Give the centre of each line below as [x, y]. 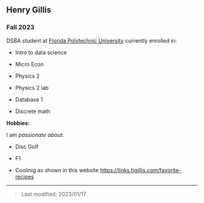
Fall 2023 [20, 27]
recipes [25, 176]
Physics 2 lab [32, 88]
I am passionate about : [35, 135]
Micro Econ [29, 64]
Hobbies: [18, 123]
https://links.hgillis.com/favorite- [141, 170]
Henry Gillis [29, 10]
